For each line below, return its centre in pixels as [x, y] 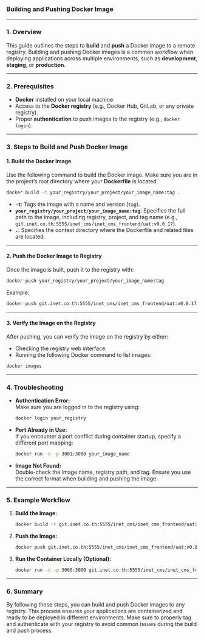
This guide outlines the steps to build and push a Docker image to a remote [101, 45]
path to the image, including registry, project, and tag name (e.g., [96, 217]
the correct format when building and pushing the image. [86, 478]
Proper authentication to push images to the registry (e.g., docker [97, 119]
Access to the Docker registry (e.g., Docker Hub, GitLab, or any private [104, 106]
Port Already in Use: [41, 430]
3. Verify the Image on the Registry [51, 323]
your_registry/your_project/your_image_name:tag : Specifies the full [100, 210]
